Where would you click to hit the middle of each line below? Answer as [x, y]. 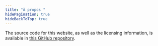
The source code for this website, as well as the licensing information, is [79, 33]
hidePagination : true [28, 14]
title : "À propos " [25, 10]
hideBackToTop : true [27, 19]
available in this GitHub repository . [40, 38]
